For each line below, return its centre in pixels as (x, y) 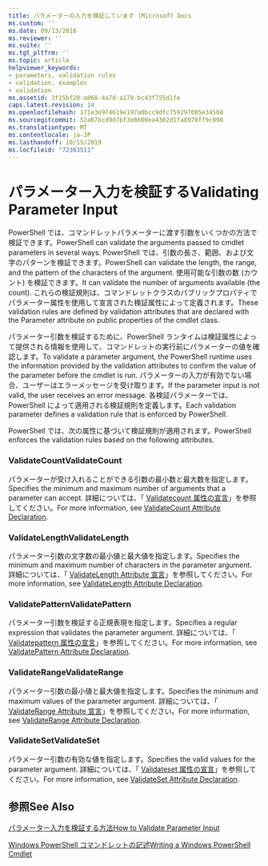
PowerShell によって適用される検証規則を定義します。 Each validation (122, 405)
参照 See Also (41, 807)
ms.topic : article (39, 61)
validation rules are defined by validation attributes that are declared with (129, 312)
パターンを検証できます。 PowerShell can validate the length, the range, (140, 263)
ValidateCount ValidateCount (65, 461)
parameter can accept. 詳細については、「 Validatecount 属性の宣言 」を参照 (132, 497)
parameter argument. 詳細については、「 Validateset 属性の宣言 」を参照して (132, 769)
